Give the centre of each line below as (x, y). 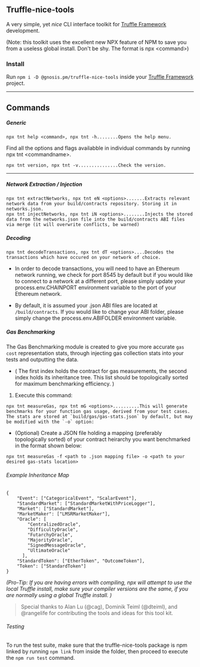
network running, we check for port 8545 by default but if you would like (104, 275)
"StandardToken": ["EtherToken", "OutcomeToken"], (81, 561)
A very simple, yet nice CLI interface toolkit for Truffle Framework (86, 24)
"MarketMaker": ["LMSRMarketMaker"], (64, 514)
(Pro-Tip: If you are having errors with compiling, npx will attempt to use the (99, 582)
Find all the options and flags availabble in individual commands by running (98, 148)
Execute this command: (43, 396)
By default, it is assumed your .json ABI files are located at (86, 305)
